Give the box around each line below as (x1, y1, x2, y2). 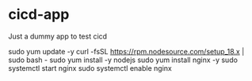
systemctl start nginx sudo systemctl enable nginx (8, 63, 172, 72)
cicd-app (8, 6, 70, 24)
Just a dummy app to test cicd (8, 31, 108, 41)
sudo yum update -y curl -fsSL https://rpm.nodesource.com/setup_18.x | (8, 46, 245, 56)
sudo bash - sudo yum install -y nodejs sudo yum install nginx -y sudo (8, 55, 238, 64)
